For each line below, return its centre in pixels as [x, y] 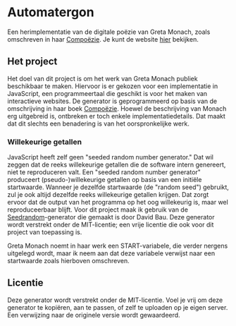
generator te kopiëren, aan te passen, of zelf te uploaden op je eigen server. [118, 307]
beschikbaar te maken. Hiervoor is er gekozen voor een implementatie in [113, 86]
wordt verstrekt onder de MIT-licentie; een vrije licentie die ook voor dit [111, 225]
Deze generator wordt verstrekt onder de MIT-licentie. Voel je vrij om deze [115, 300]
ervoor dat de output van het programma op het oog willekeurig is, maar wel [118, 203]
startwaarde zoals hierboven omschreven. [68, 261]
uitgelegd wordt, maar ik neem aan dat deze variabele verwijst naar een [111, 253]
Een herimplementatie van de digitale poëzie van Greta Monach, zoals [109, 32]
